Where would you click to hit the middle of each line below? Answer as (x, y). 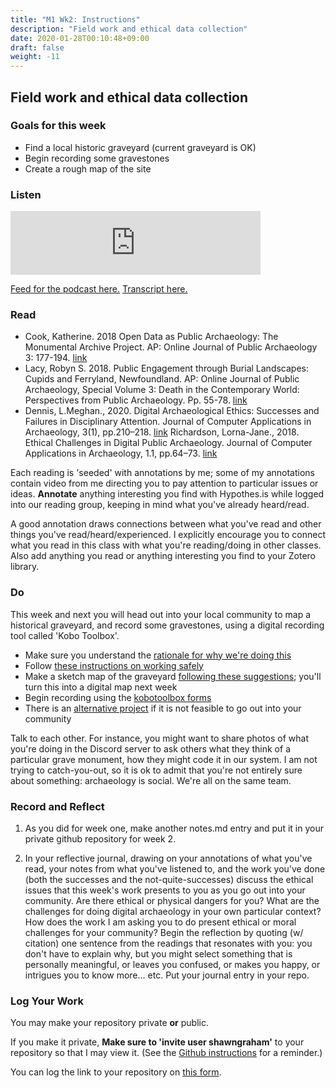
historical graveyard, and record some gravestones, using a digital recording (167, 625)
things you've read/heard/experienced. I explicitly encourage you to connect (168, 535)
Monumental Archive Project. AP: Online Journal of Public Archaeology (171, 347)
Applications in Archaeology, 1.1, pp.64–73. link (121, 453)
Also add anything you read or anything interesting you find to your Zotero (163, 556)
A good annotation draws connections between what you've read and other (166, 524)
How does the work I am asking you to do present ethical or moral (160, 922)
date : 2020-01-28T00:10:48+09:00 (80, 38)
